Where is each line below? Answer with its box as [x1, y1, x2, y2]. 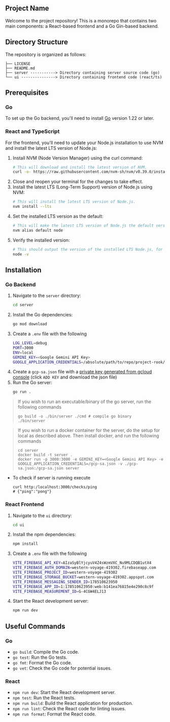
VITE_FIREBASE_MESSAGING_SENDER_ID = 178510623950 [12, 579, 118, 584]
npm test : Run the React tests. [12, 695, 76, 701]
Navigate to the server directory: [12, 292, 81, 299]
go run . [12, 389, 31, 394]
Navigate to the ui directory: [12, 512, 72, 519]
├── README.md [5, 66, 36, 71]
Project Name [5, 4, 49, 13]
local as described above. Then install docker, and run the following [17, 433, 159, 439]
